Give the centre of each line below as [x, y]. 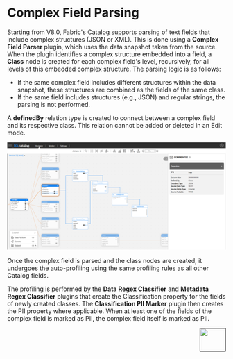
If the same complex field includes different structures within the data [116, 82]
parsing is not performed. [54, 104]
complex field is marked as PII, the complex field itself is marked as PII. [109, 319]
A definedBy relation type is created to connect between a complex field [111, 118]
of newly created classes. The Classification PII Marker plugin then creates [115, 304]
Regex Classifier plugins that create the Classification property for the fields [116, 297]
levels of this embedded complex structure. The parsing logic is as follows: [114, 69]
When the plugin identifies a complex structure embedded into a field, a [110, 54]
